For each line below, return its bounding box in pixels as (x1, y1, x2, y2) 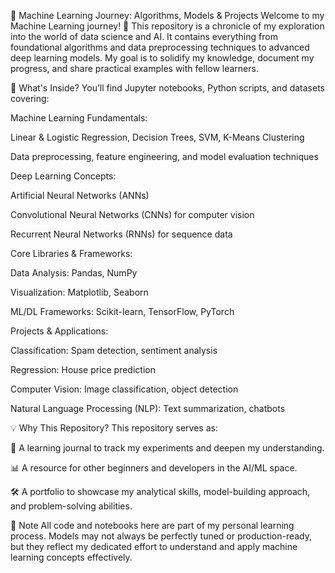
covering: (10, 93, 50, 104)
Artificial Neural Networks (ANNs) (10, 190, 150, 201)
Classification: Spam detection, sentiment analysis (10, 345, 218, 356)
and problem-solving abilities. (10, 500, 133, 512)
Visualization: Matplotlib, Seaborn (10, 286, 149, 298)
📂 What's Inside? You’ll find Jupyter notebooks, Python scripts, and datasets (10, 82, 325, 94)
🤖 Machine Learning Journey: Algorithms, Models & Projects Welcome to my (10, 10, 325, 21)
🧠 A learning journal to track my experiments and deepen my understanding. (10, 442, 325, 454)
